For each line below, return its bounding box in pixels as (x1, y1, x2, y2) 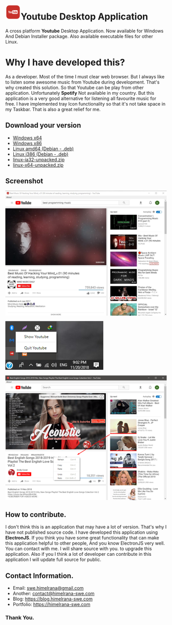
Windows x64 (12, 135, 42, 141)
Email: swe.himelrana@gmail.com (12, 585, 84, 591)
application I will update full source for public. (5, 556, 101, 562)
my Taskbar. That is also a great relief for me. (5, 106, 101, 112)
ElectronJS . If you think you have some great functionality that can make (5, 535, 160, 541)
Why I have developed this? (5, 57, 125, 68)
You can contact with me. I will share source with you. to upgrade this (5, 546, 152, 552)
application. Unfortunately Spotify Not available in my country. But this (5, 90, 155, 96)
